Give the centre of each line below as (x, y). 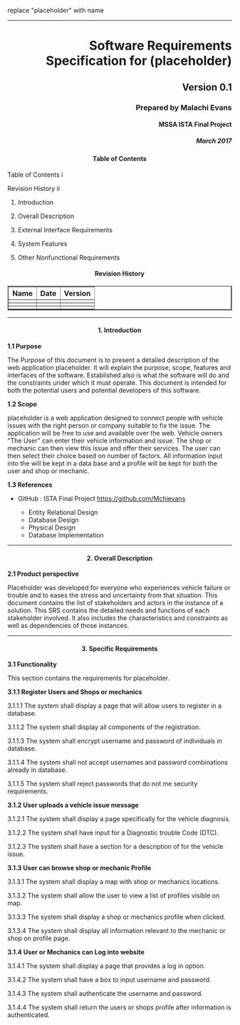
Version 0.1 (207, 87)
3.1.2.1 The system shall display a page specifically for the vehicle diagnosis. (119, 819)
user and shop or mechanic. (49, 471)
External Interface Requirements (65, 230)
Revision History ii (34, 188)
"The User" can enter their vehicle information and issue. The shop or (110, 441)
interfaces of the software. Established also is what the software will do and (118, 375)
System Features (42, 243)
